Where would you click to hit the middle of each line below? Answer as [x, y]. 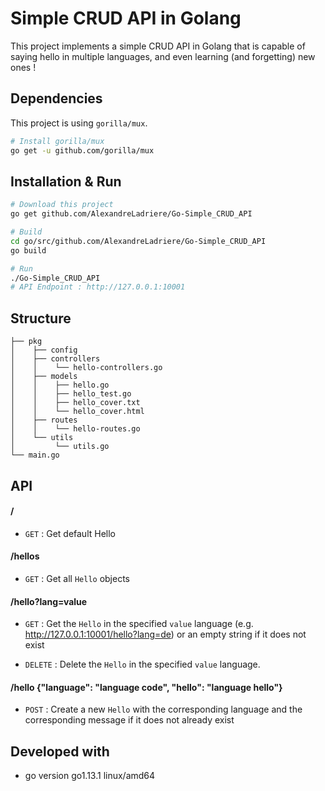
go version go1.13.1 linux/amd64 [90, 776]
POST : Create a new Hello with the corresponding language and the [163, 709]
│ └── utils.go [60, 447]
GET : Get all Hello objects [77, 578]
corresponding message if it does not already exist [129, 720]
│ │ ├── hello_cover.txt [75, 403]
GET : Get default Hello [70, 533]
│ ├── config [44, 350]
